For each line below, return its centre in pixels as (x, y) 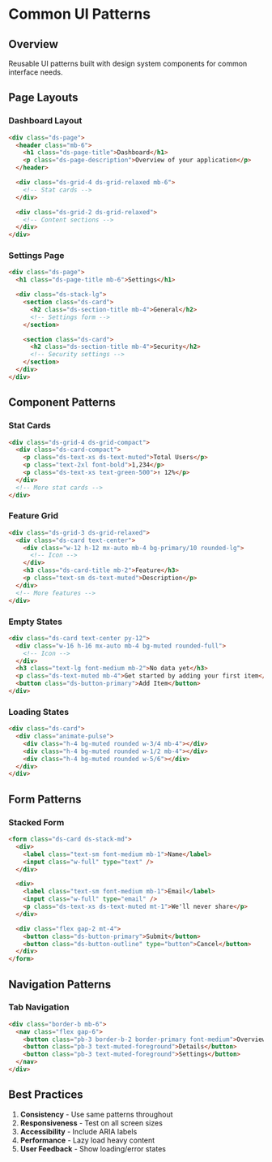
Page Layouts (43, 98)
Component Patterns (62, 402)
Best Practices (46, 1095)
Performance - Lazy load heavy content (87, 1140)
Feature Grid (34, 516)
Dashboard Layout (45, 121)
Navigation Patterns (60, 984)
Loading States (39, 712)
